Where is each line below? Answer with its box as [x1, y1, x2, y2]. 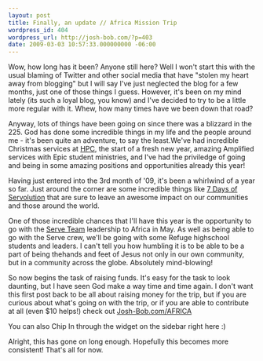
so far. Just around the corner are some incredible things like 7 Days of [8, 184, 238, 194]
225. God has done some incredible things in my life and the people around [8, 127, 251, 137]
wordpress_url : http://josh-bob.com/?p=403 [8, 33, 153, 42]
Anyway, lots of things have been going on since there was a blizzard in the [8, 119, 253, 129]
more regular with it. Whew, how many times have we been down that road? [8, 104, 254, 114]
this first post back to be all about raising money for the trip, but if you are [8, 290, 247, 299]
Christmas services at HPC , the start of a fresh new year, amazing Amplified [8, 144, 254, 154]
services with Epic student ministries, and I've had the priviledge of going [8, 152, 246, 162]
